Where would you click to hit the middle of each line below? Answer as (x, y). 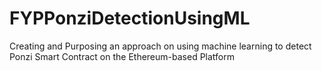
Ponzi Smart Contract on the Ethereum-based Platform (122, 56)
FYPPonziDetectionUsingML (130, 18)
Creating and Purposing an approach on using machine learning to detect (160, 46)
